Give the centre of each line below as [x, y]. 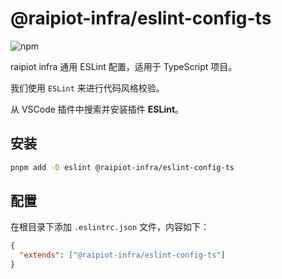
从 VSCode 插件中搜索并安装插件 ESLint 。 [97, 109]
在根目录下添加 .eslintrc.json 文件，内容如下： [110, 227]
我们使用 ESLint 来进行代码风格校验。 [87, 88]
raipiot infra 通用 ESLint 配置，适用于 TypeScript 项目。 [124, 66]
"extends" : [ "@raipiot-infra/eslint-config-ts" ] [122, 255]
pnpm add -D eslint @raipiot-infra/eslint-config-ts [122, 167]
